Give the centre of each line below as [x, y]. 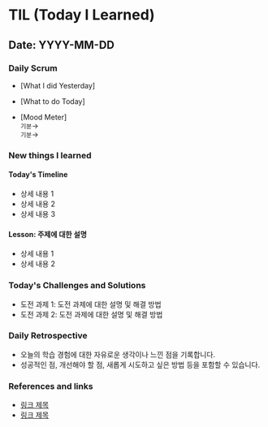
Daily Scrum [33, 68]
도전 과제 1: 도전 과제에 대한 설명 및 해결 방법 [91, 304]
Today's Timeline [38, 175]
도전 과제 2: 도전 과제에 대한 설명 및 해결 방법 [91, 314]
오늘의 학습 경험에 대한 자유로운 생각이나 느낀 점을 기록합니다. [118, 354]
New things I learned [50, 155]
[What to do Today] [52, 101]
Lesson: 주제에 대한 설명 [48, 234]
